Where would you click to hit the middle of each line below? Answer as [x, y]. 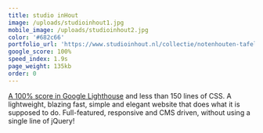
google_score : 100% [40, 52]
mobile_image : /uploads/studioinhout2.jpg [78, 30]
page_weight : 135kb [40, 66]
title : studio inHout [43, 15]
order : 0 [22, 74]
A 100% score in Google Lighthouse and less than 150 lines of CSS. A [120, 95]
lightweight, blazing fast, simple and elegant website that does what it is [124, 104]
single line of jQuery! [41, 120]
